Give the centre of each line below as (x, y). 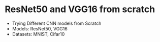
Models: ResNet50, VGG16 (40, 28)
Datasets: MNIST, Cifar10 (38, 34)
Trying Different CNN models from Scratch (57, 23)
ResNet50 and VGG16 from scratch (80, 9)
